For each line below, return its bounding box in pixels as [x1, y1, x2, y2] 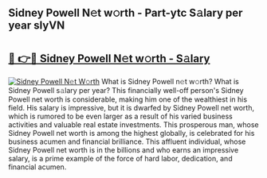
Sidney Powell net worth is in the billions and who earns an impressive [8, 145, 239, 154]
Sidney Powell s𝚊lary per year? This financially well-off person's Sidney [8, 86, 245, 95]
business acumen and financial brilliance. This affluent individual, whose [8, 137, 246, 146]
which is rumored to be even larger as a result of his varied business [8, 111, 233, 121]
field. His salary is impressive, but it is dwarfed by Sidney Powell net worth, [8, 103, 255, 112]
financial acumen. [8, 162, 67, 172]
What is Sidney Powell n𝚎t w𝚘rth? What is [100, 77, 239, 86]
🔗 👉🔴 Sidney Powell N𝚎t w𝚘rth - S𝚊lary [8, 52, 210, 65]
